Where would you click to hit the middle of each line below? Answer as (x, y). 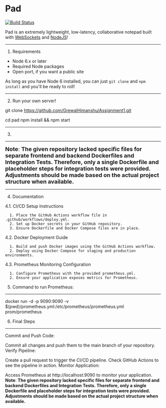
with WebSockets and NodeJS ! (37, 37)
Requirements (26, 51)
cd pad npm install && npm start (38, 120)
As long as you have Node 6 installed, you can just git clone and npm (75, 81)
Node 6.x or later (29, 61)
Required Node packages (38, 66)
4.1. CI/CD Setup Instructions (34, 206)
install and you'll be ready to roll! (40, 86)
